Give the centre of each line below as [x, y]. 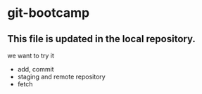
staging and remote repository [61, 76]
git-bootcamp [49, 13]
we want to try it [31, 55]
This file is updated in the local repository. [101, 39]
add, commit [36, 69]
